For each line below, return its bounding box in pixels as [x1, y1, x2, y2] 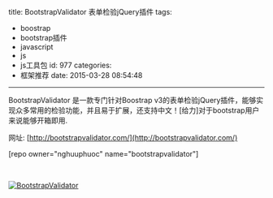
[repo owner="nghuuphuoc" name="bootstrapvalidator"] [8, 149, 199, 158]
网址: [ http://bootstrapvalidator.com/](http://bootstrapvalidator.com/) [8, 133, 238, 142]
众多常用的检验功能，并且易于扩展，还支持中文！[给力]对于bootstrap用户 [15, 105, 260, 115]
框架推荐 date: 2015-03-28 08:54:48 [19, 71, 143, 80]
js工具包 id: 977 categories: [19, 60, 112, 70]
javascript [19, 42, 54, 51]
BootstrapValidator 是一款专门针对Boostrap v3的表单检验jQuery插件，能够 [8, 96, 257, 105]
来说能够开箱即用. [8, 116, 68, 125]
